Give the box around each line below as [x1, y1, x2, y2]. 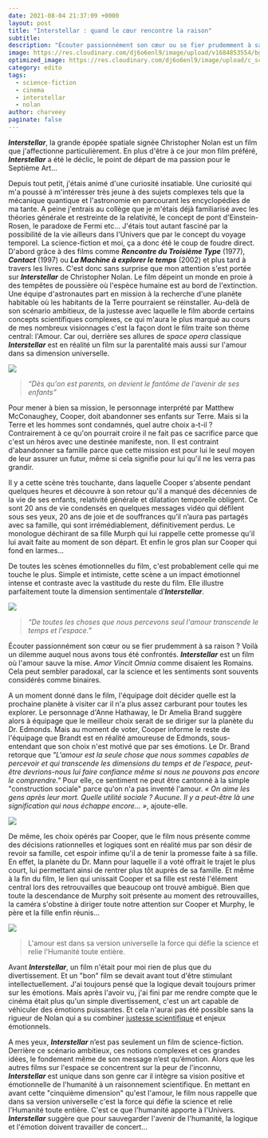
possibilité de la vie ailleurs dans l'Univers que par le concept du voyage [8, 229, 246, 239]
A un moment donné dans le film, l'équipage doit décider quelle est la [8, 690, 237, 700]
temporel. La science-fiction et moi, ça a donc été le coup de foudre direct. [8, 237, 255, 248]
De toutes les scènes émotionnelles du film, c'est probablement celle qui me [8, 561, 259, 571]
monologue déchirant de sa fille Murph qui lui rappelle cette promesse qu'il [8, 528, 255, 538]
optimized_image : [8, 57, 66, 65]
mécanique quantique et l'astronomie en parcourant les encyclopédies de [8, 195, 250, 205]
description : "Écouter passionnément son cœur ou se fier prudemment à [8, 42, 251, 50]
